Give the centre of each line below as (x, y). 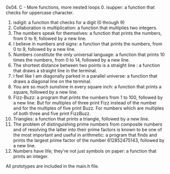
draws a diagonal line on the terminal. (52, 81)
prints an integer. (31, 156)
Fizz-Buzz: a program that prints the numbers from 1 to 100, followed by (88, 97)
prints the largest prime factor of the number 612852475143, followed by (89, 140)
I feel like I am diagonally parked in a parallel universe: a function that (85, 76)
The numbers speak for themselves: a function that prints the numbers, (87, 33)
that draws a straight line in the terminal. (55, 71)
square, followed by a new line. (45, 92)
